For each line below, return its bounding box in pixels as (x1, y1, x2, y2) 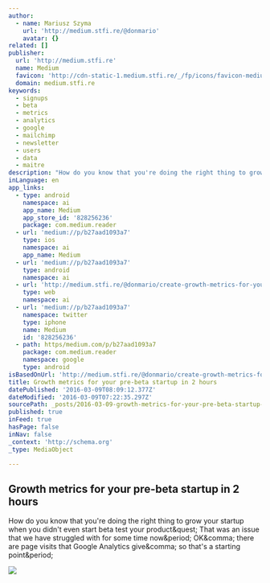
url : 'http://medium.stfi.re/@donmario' (22, 27, 160, 35)
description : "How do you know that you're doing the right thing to (8, 169, 247, 177)
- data (15, 154, 38, 162)
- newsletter (15, 138, 59, 147)
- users (15, 146, 42, 154)
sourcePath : (8, 400, 48, 409)
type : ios (22, 236, 56, 244)
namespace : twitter (22, 310, 88, 318)
